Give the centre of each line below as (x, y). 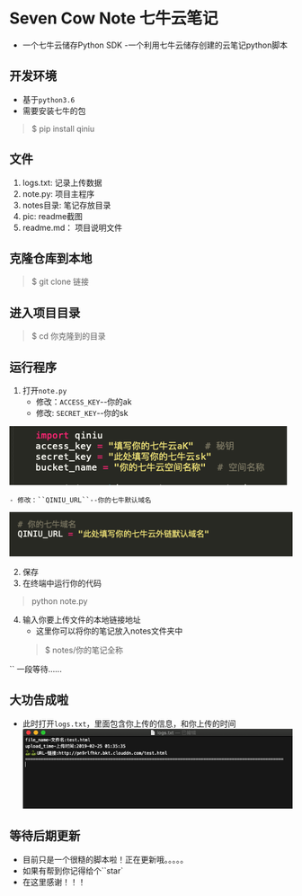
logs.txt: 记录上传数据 (62, 182)
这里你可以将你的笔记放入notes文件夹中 (109, 631)
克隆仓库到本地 (51, 258)
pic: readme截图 (52, 216)
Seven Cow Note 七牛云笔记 (114, 18)
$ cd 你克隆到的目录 (68, 336)
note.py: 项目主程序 (58, 193)
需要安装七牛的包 (54, 111)
